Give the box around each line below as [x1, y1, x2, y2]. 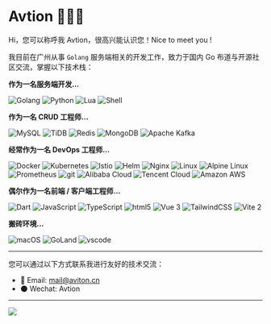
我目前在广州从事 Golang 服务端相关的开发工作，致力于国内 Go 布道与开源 [8, 52, 252, 61]
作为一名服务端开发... [8, 79, 80, 89]
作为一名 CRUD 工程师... [8, 112, 89, 122]
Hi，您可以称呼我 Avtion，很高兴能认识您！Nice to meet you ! [8, 35, 212, 44]
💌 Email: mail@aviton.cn [19, 275, 100, 285]
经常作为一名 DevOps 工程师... [8, 144, 110, 154]
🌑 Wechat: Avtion [19, 284, 81, 293]
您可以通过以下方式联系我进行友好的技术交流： [8, 259, 164, 268]
